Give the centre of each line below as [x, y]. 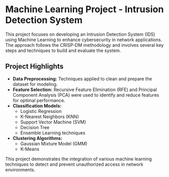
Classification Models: [37, 106]
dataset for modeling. [35, 84]
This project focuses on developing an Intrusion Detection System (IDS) [80, 34]
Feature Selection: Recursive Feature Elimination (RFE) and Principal [85, 90]
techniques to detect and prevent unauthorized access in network [74, 164]
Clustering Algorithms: [37, 138]
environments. [20, 169]
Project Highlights [34, 66]
